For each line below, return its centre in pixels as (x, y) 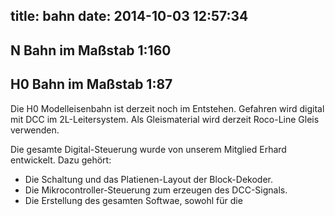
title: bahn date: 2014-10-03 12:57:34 (129, 16)
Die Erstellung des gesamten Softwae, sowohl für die (133, 200)
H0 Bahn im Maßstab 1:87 (91, 84)
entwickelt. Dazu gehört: (61, 160)
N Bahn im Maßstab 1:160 (91, 50)
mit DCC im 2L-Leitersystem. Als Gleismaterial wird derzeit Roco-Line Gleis (165, 119)
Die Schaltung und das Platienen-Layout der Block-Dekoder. (148, 179)
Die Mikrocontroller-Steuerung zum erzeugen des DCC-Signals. (156, 190)
